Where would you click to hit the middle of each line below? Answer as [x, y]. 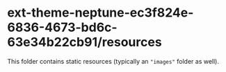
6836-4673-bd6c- [62, 27]
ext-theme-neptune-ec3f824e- [100, 13]
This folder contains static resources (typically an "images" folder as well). [113, 61]
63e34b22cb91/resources [84, 42]
